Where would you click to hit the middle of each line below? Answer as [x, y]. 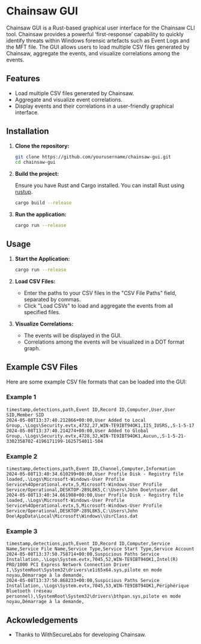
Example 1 [21, 397]
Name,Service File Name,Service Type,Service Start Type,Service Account [100, 549]
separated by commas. [52, 299]
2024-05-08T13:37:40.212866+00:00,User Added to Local [76, 420]
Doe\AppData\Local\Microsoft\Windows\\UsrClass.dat [72, 516]
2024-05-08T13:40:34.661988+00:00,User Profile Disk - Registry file [95, 495]
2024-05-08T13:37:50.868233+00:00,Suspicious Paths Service [83, 581]
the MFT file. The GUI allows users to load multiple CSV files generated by [98, 47]
